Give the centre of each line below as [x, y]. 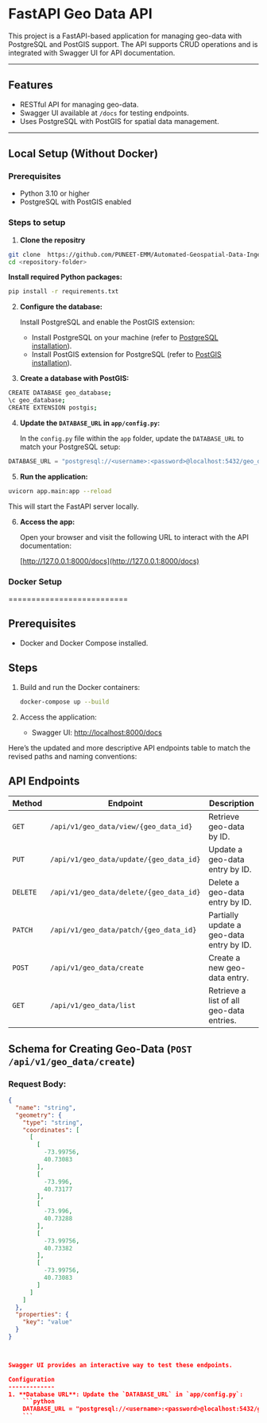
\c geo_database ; [37, 401]
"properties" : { [42, 1315]
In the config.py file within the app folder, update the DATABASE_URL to [132, 438]
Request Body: [37, 1084]
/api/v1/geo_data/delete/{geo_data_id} [126, 892]
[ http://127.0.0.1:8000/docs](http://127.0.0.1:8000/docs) [110, 560]
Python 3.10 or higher [54, 194]
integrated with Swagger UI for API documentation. [92, 52]
